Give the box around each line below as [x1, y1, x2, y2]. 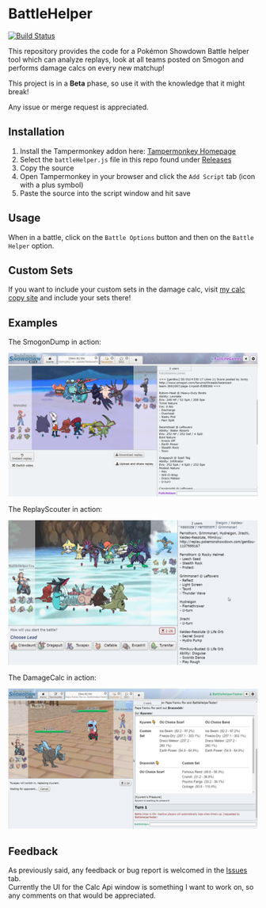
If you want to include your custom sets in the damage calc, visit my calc [8, 284, 245, 294]
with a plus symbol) [19, 180, 84, 189]
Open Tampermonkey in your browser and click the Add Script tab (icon [19, 171, 256, 181]
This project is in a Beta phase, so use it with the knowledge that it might [8, 78, 245, 88]
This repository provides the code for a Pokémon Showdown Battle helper [8, 46, 249, 55]
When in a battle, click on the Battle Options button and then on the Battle [8, 232, 255, 242]
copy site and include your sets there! [8, 293, 131, 303]
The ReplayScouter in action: [8, 504, 103, 513]
